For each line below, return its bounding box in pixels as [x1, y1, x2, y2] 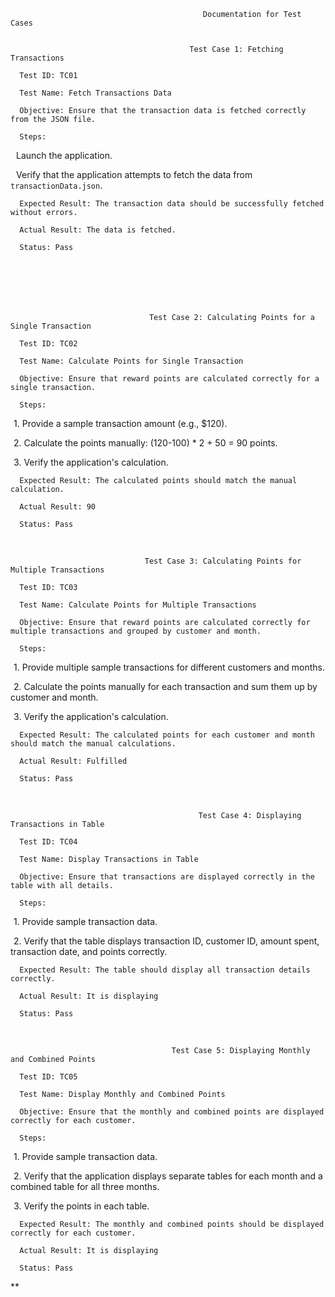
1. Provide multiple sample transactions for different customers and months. [13, 661, 326, 673]
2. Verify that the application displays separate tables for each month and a [13, 1170, 323, 1182]
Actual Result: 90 [19, 502, 97, 512]
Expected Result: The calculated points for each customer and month [19, 730, 315, 740]
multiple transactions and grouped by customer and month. [10, 626, 262, 636]
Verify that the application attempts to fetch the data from [16, 169, 253, 180]
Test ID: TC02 [19, 339, 78, 349]
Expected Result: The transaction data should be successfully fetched [19, 199, 325, 209]
